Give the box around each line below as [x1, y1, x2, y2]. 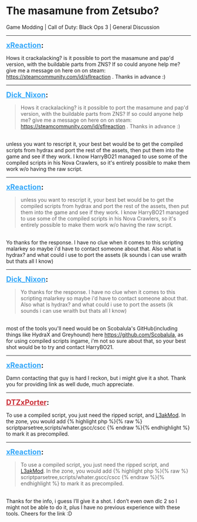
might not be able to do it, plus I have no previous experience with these [6, 504, 181, 511]
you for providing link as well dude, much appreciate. [6, 380, 134, 387]
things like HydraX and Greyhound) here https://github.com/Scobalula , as [6, 331, 184, 338]
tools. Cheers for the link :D [6, 510, 72, 517]
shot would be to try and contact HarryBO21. [6, 343, 114, 350]
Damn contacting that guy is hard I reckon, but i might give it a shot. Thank [6, 374, 186, 382]
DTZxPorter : [6, 397, 50, 407]
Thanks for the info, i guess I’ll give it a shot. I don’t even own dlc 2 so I [6, 497, 178, 504]
